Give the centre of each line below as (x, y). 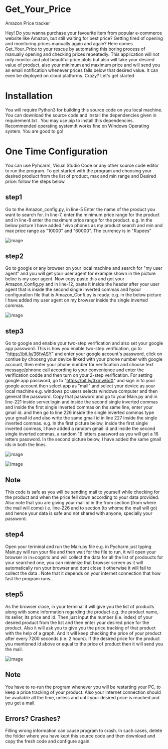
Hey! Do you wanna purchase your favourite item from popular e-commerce (83, 33)
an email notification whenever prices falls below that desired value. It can (82, 70)
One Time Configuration (56, 151)
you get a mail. (21, 703)
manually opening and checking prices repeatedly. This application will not (82, 54)
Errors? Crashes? (33, 719)
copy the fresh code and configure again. (48, 741)
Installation (29, 96)
